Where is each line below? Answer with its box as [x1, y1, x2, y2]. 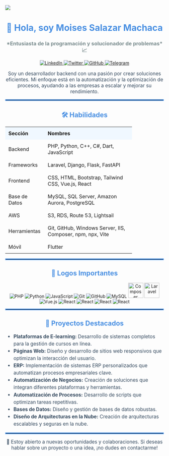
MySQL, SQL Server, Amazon [47, 193, 117, 200]
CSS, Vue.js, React [47, 181, 92, 188]
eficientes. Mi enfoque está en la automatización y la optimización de [6, 76, 163, 83]
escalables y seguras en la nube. [13, 421, 89, 427]
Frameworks [8, 161, 38, 168]
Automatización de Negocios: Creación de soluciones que [13, 377, 148, 383]
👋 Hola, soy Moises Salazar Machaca [6, 22, 163, 34]
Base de [8, 193, 28, 200]
